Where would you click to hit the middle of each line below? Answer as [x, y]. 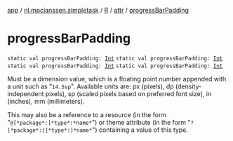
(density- [188, 86]
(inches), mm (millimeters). [46, 101]
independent [26, 93]
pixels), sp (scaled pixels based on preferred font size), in [128, 93]
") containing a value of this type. [140, 130]
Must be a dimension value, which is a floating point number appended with [117, 79]
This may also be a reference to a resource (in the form [87, 114]
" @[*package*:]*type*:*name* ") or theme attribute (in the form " [99, 122]
